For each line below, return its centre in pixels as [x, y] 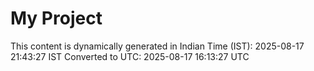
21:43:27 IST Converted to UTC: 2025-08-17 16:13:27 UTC [130, 56]
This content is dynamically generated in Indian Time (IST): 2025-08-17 [157, 46]
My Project [56, 18]
